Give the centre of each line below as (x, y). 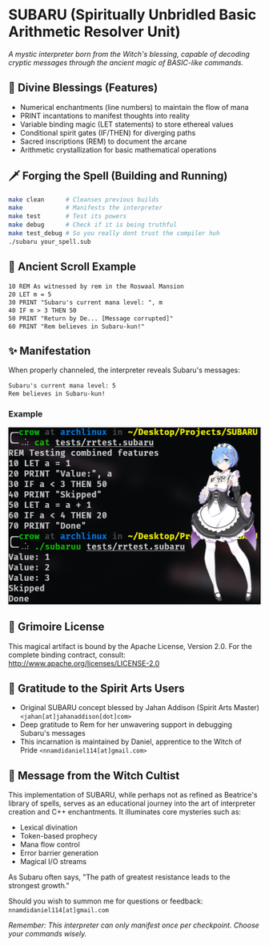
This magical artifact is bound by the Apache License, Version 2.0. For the (130, 646)
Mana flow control (50, 845)
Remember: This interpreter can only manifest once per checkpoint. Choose (134, 925)
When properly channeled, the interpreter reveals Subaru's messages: (124, 370)
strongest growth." (39, 886)
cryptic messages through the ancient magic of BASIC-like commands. (126, 63)
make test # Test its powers (68, 217)
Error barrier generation (59, 853)
